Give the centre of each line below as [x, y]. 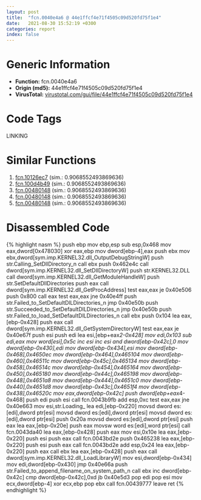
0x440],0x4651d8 [29, 386]
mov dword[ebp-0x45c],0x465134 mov [100, 361]
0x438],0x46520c [29, 393]
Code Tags [34, 119]
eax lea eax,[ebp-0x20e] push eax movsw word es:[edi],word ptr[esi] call [98, 425]
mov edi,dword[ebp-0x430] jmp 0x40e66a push [67, 464]
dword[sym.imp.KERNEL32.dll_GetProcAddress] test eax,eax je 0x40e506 [99, 290]
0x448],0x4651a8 [29, 380]
